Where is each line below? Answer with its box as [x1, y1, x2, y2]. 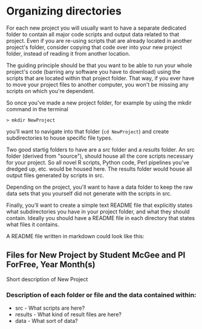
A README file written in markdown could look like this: [6, 232, 145, 239]
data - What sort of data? [15, 318, 78, 325]
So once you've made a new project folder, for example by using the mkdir [6, 99, 192, 106]
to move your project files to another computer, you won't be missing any [6, 80, 189, 88]
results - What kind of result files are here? [15, 311, 122, 318]
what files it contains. [6, 221, 59, 228]
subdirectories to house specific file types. [6, 134, 113, 142]
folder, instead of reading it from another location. [6, 50, 131, 57]
